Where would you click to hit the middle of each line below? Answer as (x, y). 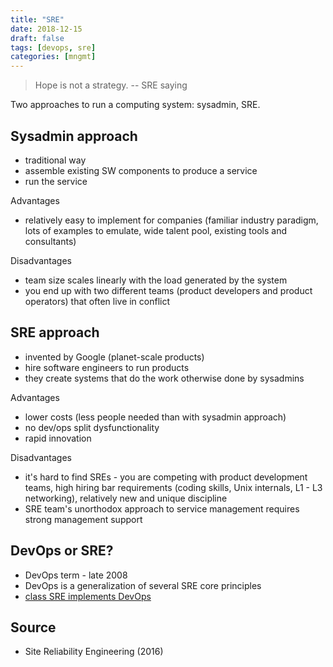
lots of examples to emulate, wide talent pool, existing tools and (156, 230)
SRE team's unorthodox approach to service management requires (162, 508)
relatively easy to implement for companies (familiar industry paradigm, (171, 220)
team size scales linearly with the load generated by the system (156, 280)
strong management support (83, 519)
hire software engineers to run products (107, 367)
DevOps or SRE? (62, 551)
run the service (56, 181)
